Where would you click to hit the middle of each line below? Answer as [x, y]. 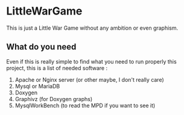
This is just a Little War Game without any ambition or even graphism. [92, 28]
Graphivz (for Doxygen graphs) [54, 99]
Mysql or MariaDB [37, 86]
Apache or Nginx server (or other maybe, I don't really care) [89, 79]
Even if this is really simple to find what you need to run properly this [91, 61]
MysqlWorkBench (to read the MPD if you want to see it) [85, 105]
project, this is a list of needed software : [57, 68]
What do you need [41, 47]
